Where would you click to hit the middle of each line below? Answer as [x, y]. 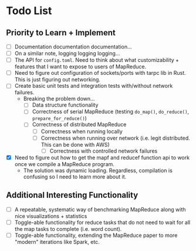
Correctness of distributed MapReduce [79, 124]
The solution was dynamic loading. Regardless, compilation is [98, 170]
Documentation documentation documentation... [73, 47]
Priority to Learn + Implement [61, 33]
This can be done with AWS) [75, 144]
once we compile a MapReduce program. [64, 164]
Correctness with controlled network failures [104, 151]
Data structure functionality [65, 105]
